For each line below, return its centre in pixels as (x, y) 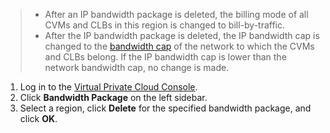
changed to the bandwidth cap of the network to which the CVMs (179, 46)
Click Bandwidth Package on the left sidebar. (113, 97)
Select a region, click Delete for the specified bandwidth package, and (165, 108)
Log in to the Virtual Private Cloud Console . (108, 87)
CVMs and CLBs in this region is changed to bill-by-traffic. (165, 25)
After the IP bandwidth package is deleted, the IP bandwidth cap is (182, 35)
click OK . (38, 118)
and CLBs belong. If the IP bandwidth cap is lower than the (165, 57)
